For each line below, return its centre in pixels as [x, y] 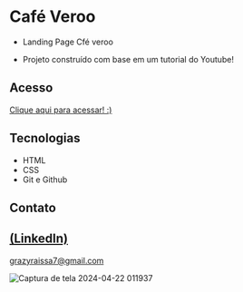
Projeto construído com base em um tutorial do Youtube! [128, 59]
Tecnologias [45, 138]
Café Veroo [53, 17]
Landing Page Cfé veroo [68, 42]
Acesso [31, 88]
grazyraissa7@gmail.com [57, 260]
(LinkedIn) [39, 239]
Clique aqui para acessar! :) [61, 110]
